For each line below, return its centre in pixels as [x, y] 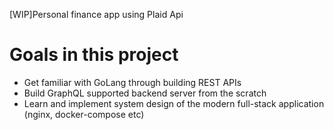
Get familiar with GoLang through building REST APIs [132, 82]
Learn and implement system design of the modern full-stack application [174, 103]
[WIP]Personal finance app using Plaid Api [96, 14]
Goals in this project [94, 55]
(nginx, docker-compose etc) [84, 114]
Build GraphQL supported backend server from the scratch [145, 93]
